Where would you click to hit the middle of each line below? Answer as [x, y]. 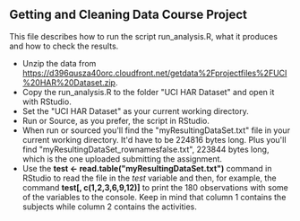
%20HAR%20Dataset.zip [69, 82]
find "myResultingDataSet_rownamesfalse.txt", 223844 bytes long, [146, 149]
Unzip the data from [59, 63]
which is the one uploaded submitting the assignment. [122, 159]
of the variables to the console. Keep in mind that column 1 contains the [154, 197]
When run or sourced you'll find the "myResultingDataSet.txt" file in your [156, 130]
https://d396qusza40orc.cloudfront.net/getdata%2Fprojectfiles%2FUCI [154, 73]
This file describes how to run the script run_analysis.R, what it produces [143, 36]
